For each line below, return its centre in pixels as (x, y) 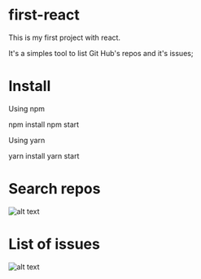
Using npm (27, 108)
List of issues (54, 244)
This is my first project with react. (64, 37)
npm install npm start (44, 124)
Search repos (55, 189)
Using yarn (27, 140)
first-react (44, 15)
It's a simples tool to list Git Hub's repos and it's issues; (101, 53)
